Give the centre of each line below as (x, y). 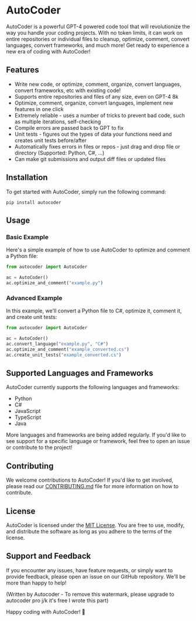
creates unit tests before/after (50, 140)
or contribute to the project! (39, 448)
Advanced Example (34, 298)
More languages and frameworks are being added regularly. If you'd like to (96, 435)
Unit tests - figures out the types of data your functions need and (93, 134)
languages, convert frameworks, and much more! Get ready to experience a (97, 45)
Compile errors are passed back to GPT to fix (69, 127)
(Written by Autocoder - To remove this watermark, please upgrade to (90, 594)
